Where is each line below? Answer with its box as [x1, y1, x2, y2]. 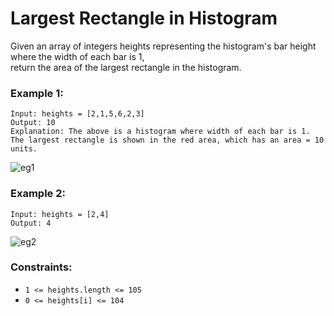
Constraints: [10, 260, 73, 274]
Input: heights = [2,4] [10, 209, 110, 219]
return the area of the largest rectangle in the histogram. [10, 61, 242, 73]
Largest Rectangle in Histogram [10, 7, 278, 30]
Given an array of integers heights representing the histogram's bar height [10, 40, 317, 52]
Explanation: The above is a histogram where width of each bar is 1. [10, 127, 311, 137]
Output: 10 [10, 118, 56, 128]
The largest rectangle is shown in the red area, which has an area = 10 [10, 135, 325, 146]
